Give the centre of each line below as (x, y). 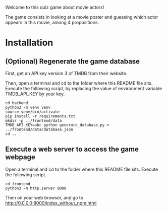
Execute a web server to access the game (72, 149)
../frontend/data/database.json (39, 129)
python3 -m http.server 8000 (36, 188)
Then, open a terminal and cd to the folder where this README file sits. (79, 83)
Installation (29, 43)
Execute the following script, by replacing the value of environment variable (84, 88)
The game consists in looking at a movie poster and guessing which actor (82, 17)
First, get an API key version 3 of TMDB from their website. (66, 73)
